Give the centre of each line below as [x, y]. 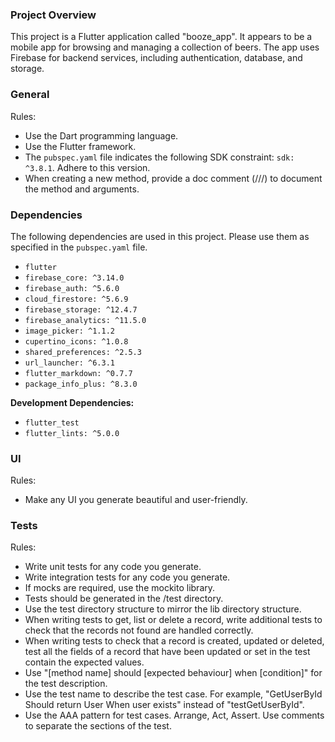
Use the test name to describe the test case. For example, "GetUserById [173, 694]
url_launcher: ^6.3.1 [69, 363]
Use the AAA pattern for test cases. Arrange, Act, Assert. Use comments [174, 715]
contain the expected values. [84, 662]
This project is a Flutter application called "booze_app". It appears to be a [161, 37]
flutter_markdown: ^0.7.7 [78, 373]
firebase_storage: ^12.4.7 [81, 309]
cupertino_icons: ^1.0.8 [76, 341]
